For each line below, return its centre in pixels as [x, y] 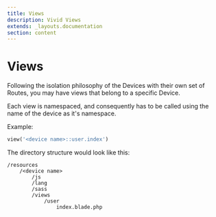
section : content [32, 33]
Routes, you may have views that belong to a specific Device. [94, 93]
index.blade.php [79, 207]
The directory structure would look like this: [69, 152]
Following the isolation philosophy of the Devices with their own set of [106, 86]
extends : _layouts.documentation [55, 26]
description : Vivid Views [44, 20]
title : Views [26, 13]
